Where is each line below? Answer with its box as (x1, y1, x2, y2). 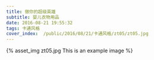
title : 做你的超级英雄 (6, 8, 56, 15)
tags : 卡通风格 (6, 25, 40, 31)
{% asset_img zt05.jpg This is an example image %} (6, 47, 133, 54)
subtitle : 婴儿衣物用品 (6, 14, 59, 20)
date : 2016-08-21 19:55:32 (6, 20, 73, 26)
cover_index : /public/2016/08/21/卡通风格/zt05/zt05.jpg (6, 31, 149, 37)
